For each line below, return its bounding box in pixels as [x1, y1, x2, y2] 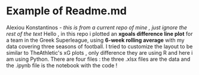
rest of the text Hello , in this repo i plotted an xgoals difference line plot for [6, 30, 193, 37]
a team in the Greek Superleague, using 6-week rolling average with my [6, 36, 185, 43]
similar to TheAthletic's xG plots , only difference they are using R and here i [6, 49, 193, 56]
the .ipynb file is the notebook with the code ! [6, 61, 118, 69]
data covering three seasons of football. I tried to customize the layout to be [6, 43, 193, 50]
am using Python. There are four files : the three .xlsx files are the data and [6, 55, 191, 62]
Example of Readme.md [6, 4, 127, 18]
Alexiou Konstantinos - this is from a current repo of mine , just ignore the [6, 24, 187, 31]
